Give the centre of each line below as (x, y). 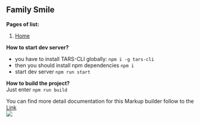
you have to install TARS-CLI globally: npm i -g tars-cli (84, 59)
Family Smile (30, 10)
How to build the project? (38, 83)
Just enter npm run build (37, 90)
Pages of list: (23, 24)
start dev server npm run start (53, 72)
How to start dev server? (38, 47)
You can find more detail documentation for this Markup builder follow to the (100, 101)
